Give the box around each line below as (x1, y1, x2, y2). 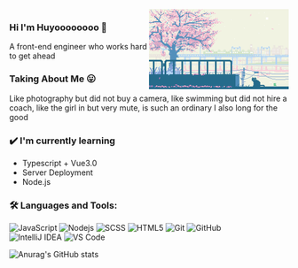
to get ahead (9, 50, 56, 61)
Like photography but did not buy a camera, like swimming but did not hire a (9, 93, 287, 103)
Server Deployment (21, 167, 93, 178)
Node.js (21, 176, 51, 187)
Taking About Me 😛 (9, 73, 97, 85)
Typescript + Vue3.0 (21, 157, 98, 168)
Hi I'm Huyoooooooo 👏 (9, 21, 108, 34)
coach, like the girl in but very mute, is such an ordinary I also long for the (9, 102, 278, 113)
